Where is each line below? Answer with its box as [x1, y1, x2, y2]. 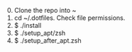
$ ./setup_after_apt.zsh [13, 36, 82, 45]
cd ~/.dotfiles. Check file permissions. [13, 14, 126, 22]
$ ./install [13, 21, 42, 29]
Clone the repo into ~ [13, 6, 77, 14]
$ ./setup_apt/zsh [13, 28, 66, 37]
